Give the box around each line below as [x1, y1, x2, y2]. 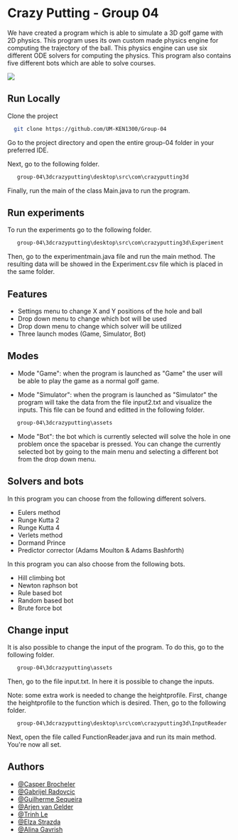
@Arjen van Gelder [17, 802, 74, 811]
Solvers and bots [7, 475, 84, 488]
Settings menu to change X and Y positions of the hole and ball [17, 307, 202, 315]
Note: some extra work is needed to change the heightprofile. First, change [7, 691, 227, 700]
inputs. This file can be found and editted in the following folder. [17, 405, 205, 414]
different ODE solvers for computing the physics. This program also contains [7, 51, 232, 60]
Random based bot [17, 596, 74, 605]
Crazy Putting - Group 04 [7, 5, 159, 21]
